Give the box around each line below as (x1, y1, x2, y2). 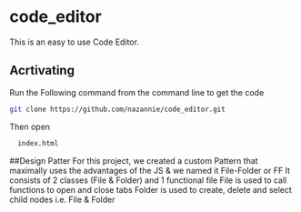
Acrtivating (9, 63, 75, 78)
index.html (17, 138, 59, 147)
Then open (9, 121, 51, 132)
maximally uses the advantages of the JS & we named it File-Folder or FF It (9, 165, 291, 176)
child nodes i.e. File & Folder (9, 194, 115, 205)
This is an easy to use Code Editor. (9, 36, 139, 47)
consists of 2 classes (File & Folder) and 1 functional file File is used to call (9, 175, 287, 186)
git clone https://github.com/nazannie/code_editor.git (9, 105, 226, 114)
